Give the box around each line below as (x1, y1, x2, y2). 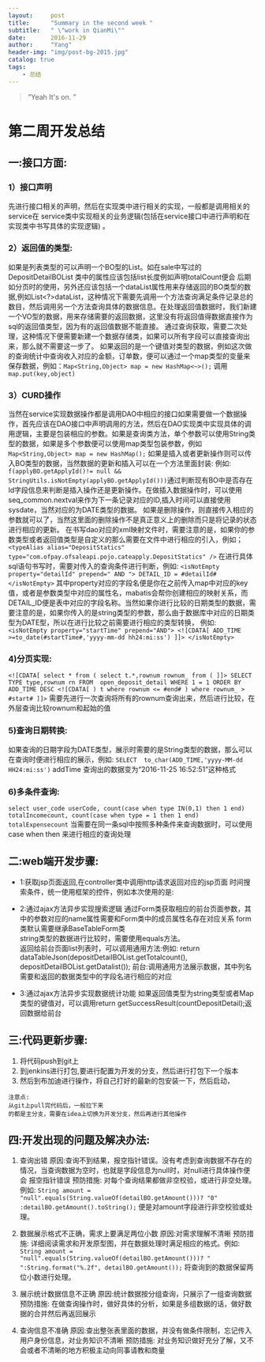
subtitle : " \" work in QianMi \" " (8, 26, 125, 34)
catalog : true (8, 56, 55, 64)
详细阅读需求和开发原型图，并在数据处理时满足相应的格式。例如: (30, 1239, 241, 1248)
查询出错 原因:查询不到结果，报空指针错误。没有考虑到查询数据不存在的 (19, 1156, 252, 1165)
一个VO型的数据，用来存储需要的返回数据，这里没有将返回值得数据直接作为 (8, 312, 253, 321)
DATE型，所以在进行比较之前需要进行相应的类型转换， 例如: (21, 618, 217, 627)
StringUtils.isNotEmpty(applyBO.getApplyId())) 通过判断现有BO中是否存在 (8, 475, 254, 485)
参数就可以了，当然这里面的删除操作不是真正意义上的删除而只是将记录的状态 (8, 515, 257, 524)
